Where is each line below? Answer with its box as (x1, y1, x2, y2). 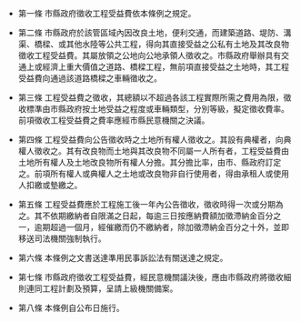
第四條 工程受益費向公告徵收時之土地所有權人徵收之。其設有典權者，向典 (17, 135, 292, 145)
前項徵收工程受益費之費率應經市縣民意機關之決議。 (17, 115, 210, 126)
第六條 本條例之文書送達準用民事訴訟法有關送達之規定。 (17, 253, 228, 263)
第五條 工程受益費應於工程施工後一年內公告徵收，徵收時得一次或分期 (17, 199, 276, 209)
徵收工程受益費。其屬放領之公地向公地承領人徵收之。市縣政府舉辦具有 (17, 50, 282, 61)
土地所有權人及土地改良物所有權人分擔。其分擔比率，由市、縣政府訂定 (17, 157, 282, 167)
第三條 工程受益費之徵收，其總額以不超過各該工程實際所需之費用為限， (17, 92, 284, 103)
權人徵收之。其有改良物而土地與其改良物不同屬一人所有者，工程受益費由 (17, 146, 289, 156)
